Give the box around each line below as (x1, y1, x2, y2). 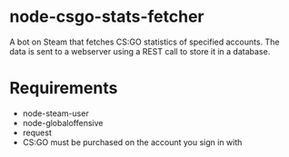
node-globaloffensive (22, 117, 104, 128)
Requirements (9, 78, 118, 99)
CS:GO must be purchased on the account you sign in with (22, 136, 243, 147)
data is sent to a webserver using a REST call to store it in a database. (9, 45, 271, 56)
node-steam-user (22, 107, 89, 119)
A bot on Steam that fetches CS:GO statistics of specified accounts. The (9, 36, 280, 47)
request (22, 127, 52, 138)
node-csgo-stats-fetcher (9, 6, 204, 27)
